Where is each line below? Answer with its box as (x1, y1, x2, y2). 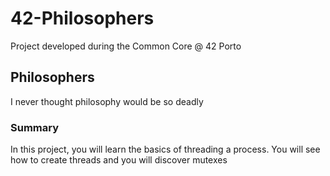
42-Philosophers (10, 7, 155, 30)
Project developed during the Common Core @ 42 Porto (10, 40, 242, 52)
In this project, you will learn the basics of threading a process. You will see (10, 143, 321, 156)
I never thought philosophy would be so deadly (10, 95, 204, 107)
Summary (10, 120, 60, 134)
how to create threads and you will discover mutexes (10, 154, 228, 166)
